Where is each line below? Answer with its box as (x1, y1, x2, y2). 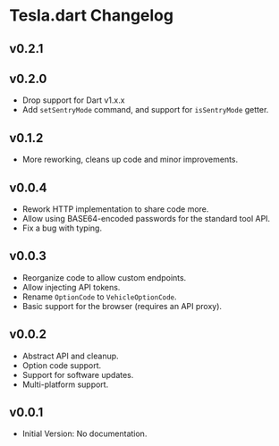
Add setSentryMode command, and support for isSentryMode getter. (21, 105, 269, 115)
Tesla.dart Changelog (9, 5, 174, 26)
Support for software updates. (21, 369, 134, 380)
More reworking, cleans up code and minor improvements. (21, 154, 239, 165)
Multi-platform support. (21, 379, 109, 390)
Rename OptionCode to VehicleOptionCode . (21, 291, 177, 302)
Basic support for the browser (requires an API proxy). (21, 300, 222, 311)
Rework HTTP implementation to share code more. (21, 204, 209, 215)
